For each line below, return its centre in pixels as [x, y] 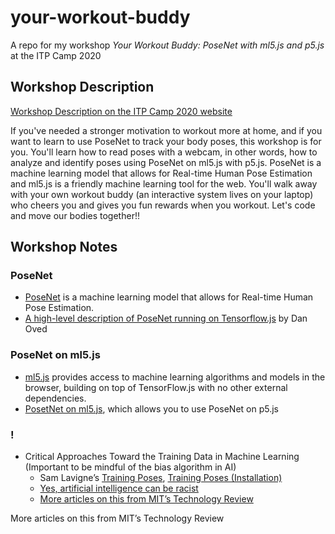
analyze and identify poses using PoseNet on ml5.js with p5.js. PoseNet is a [166, 162]
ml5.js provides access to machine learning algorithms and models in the [175, 377]
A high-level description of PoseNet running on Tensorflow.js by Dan [166, 318]
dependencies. [55, 398]
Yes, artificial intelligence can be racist [119, 488]
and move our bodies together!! [75, 215]
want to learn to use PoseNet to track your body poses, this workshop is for [166, 141]
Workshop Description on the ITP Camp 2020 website [121, 111]
